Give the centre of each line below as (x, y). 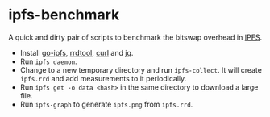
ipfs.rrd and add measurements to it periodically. (103, 78)
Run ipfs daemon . (49, 61)
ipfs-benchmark (64, 15)
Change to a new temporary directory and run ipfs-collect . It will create (141, 69)
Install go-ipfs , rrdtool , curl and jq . (77, 52)
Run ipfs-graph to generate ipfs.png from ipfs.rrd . (106, 104)
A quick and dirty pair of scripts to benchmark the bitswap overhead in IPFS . (135, 37)
